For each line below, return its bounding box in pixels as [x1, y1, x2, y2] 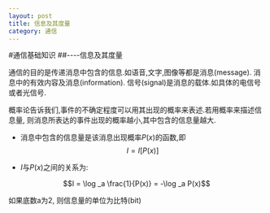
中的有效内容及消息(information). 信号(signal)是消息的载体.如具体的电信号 [15, 78, 262, 88]
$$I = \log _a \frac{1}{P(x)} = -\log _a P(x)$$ [63, 179, 211, 189]
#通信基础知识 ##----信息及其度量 [8, 50, 124, 60]
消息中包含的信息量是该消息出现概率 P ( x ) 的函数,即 [20, 133, 186, 142]
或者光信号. [8, 88, 47, 98]
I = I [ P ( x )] [126, 146, 159, 155]
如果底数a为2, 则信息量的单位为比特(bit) [8, 196, 142, 206]
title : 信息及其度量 [8, 20, 71, 28]
